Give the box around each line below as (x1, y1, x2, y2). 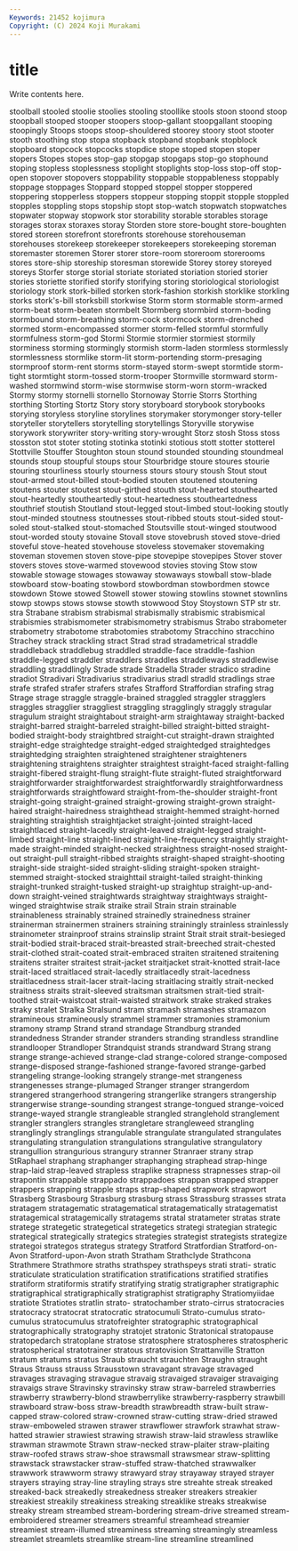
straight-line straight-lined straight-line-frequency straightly (36, 834, 255, 845)
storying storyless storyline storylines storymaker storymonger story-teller (9, 408, 282, 419)
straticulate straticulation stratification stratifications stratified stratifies (9, 1269, 269, 1280)
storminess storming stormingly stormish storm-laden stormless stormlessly (9, 343, 289, 353)
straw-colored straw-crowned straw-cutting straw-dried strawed (38, 1411, 278, 1422)
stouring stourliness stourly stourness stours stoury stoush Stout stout (9, 465, 268, 476)
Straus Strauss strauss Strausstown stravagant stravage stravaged (9, 1363, 254, 1375)
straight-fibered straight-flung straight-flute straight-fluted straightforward (9, 768, 282, 779)
